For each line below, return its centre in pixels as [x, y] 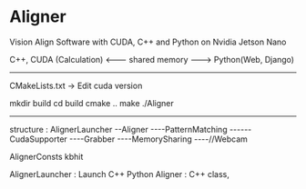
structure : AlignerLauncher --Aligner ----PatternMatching [118, 129]
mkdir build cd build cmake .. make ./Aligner [92, 103]
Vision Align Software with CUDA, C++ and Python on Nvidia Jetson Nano [148, 42]
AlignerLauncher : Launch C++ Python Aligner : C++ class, [119, 174]
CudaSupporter [39, 139]
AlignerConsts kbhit [46, 156]
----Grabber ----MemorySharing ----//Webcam [159, 139]
